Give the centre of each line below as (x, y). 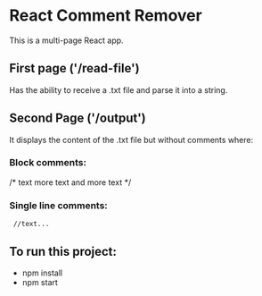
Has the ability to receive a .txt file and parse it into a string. (119, 89)
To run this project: (63, 251)
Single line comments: (59, 205)
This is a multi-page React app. (66, 40)
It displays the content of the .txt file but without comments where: (131, 140)
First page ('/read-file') (74, 68)
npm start (40, 282)
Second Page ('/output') (78, 118)
